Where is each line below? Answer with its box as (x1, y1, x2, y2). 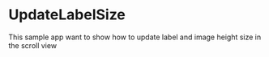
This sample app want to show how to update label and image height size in (8, 32, 262, 42)
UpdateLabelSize (8, 6, 126, 24)
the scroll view (8, 40, 58, 50)
